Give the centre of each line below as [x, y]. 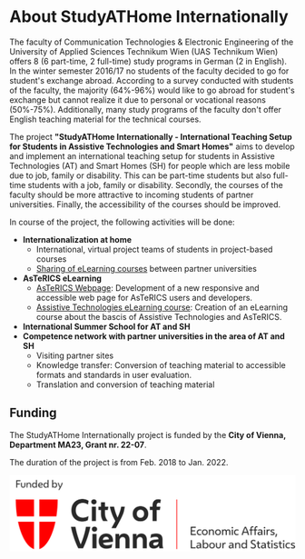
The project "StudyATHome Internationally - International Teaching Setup [151, 136]
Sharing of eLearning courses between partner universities [146, 268]
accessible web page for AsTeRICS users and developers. [144, 297]
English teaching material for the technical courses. [105, 119]
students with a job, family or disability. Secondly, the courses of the [155, 185]
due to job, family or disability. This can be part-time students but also [140, 175]
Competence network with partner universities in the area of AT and [154, 336]
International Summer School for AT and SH [106, 326]
